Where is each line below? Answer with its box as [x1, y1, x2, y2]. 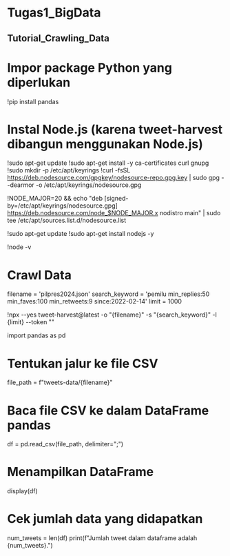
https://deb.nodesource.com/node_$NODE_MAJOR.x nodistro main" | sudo [7, 209, 221, 217]
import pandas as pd [7, 331, 66, 339]
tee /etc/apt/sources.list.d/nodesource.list [7, 216, 126, 225]
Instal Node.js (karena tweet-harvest [7, 121, 223, 137]
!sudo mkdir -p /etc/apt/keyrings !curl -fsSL [7, 166, 131, 175]
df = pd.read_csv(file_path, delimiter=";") [7, 440, 124, 448]
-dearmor [7, 181, 34, 189]
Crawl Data [7, 267, 72, 283]
